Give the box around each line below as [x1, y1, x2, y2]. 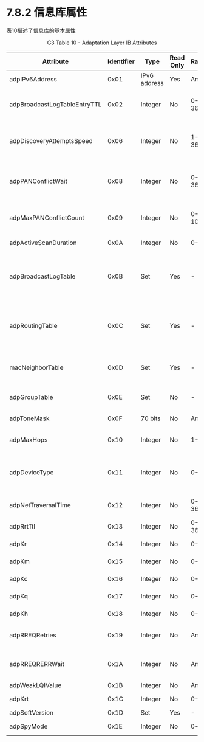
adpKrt [9, 695, 29, 703]
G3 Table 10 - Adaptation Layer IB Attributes [47, 39, 157, 46]
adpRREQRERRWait [9, 659, 65, 668]
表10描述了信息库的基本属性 [6, 27, 76, 34]
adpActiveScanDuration [9, 238, 77, 247]
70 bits [140, 414, 161, 423]
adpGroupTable [9, 393, 53, 401]
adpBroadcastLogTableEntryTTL [9, 100, 102, 108]
